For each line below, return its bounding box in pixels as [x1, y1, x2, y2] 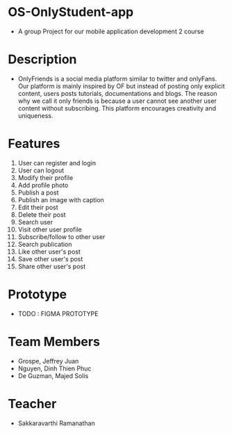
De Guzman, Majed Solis [17, 371, 89, 379]
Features [8, 136, 60, 152]
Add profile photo [17, 181, 69, 189]
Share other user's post [17, 262, 86, 270]
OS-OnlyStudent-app [8, 4, 134, 20]
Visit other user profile [17, 225, 82, 234]
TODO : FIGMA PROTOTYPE [17, 309, 99, 318]
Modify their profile [17, 173, 74, 181]
